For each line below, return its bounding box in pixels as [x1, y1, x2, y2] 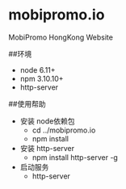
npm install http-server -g [31, 152, 119, 162]
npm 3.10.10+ [19, 73, 64, 83]
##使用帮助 [8, 99, 46, 108]
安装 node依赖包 [19, 115, 75, 126]
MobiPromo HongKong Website [8, 32, 113, 42]
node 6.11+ [19, 65, 56, 74]
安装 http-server [19, 143, 75, 153]
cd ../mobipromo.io [31, 125, 96, 135]
